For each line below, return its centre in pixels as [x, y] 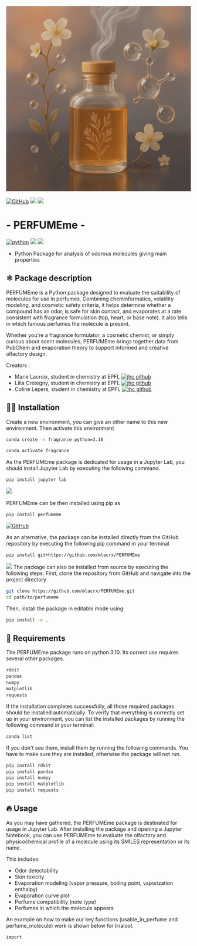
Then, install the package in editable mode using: [65, 609]
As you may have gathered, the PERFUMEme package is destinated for [92, 823]
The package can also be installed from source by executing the [91, 567]
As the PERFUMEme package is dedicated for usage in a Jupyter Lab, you [95, 462]
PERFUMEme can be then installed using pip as [63, 503]
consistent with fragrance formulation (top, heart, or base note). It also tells [97, 317]
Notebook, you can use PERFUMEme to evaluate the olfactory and [86, 835]
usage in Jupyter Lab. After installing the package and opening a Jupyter [94, 829]
